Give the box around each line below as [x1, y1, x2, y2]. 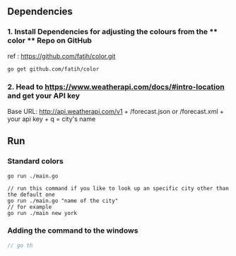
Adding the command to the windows [7, 226, 138, 235]
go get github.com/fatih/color [7, 65, 100, 73]
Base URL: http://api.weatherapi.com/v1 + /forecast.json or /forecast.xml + [7, 107, 225, 115]
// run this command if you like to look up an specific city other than [7, 185, 230, 192]
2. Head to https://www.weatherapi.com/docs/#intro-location [7, 82, 225, 92]
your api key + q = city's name [7, 115, 96, 123]
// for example [7, 203, 52, 211]
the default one [7, 191, 55, 198]
